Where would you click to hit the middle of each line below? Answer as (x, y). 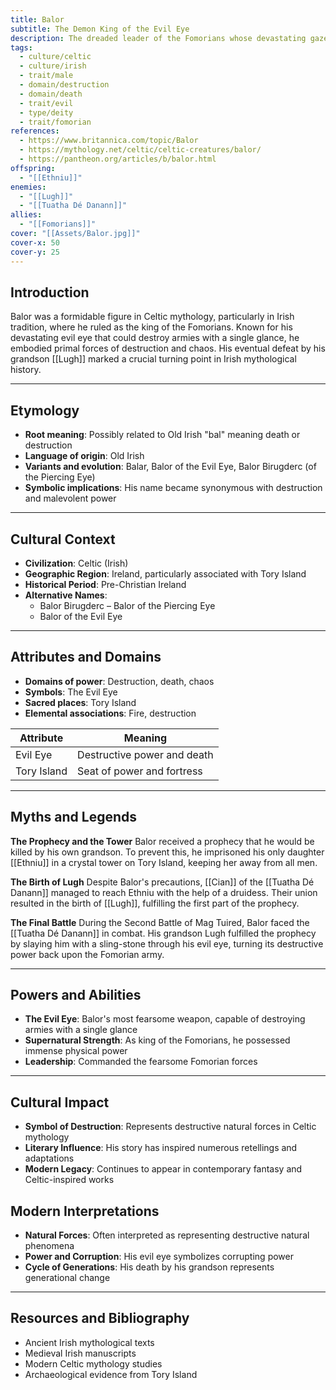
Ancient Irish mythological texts (89, 1342)
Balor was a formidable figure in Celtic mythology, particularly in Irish (152, 317)
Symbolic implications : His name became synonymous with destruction (173, 488)
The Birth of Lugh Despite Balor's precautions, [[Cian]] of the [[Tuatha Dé (162, 882)
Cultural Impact (60, 1102)
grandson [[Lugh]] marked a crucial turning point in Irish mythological (153, 359)
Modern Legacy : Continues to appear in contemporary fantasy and (163, 1169)
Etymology (45, 410)
